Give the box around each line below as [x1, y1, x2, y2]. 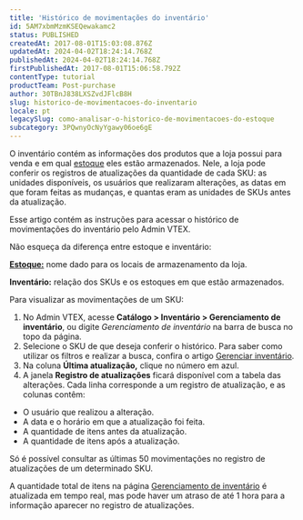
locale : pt [9, 106, 51, 115]
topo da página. [22, 331, 82, 342]
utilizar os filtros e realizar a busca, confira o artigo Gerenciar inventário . [22, 351, 295, 361]
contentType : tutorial [9, 73, 96, 82]
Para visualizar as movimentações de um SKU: [9, 295, 185, 305]
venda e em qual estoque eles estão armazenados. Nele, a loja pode [9, 158, 267, 168]
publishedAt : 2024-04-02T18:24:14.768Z [9, 55, 161, 65]
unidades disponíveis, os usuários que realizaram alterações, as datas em [9, 177, 287, 187]
